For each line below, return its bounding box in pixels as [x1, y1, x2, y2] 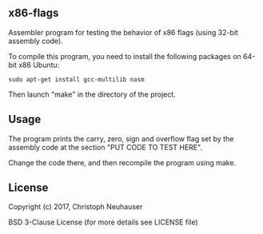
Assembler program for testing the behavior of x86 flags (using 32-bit [8, 27, 238, 37]
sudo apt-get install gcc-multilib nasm [8, 75, 145, 83]
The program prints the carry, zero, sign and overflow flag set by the [8, 133, 234, 143]
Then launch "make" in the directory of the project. [8, 89, 176, 99]
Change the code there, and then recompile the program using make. [8, 157, 237, 167]
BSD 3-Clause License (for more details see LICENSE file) [8, 217, 198, 227]
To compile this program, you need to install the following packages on [8, 51, 241, 61]
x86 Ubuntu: [18, 60, 60, 69]
